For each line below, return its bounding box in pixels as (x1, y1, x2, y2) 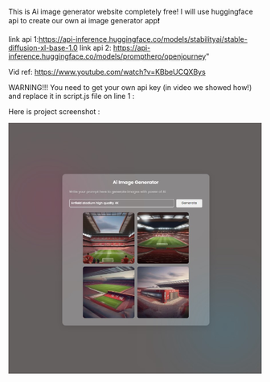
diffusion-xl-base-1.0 (8, 43, 78, 52)
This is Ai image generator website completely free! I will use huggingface (8, 7, 253, 16)
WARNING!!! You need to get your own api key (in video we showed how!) (8, 83, 252, 92)
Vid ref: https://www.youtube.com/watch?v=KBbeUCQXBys (8, 68, 207, 76)
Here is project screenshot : (8, 107, 100, 116)
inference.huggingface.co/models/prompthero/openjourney (8, 51, 207, 61)
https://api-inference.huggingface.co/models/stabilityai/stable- (39, 35, 247, 43)
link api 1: (8, 35, 39, 43)
